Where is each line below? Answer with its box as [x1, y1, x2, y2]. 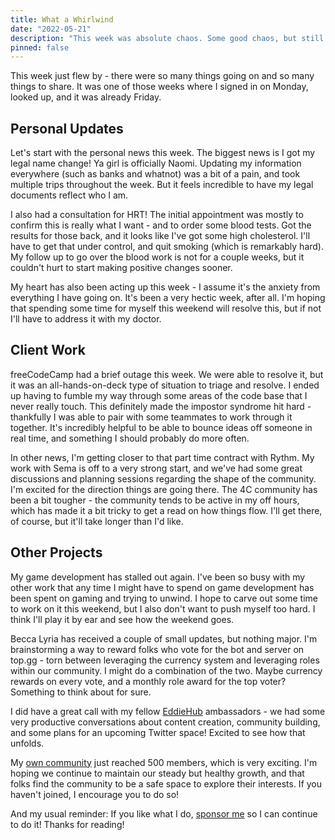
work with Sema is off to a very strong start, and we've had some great [10, 462, 303, 474]
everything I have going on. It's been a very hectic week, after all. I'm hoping [10, 292, 326, 304]
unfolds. [10, 737, 45, 749]
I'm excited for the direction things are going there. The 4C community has [10, 483, 318, 495]
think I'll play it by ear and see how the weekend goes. [10, 613, 235, 625]
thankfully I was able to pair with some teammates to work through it [10, 411, 293, 423]
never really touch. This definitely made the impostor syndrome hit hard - [10, 400, 312, 412]
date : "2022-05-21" [10, 24, 92, 34]
